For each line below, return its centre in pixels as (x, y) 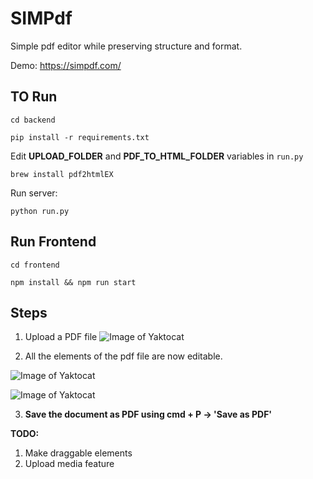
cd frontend (35, 265)
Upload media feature (69, 464)
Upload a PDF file (61, 337)
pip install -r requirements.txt (80, 137)
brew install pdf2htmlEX (62, 174)
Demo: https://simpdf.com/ (66, 65)
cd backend (33, 120)
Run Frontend (53, 242)
